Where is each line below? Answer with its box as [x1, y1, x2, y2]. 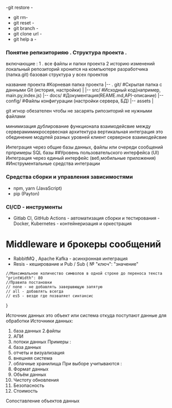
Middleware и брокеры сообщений [6, 238, 161, 250]
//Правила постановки [6, 280, 52, 285]
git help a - [13, 36, 36, 42]
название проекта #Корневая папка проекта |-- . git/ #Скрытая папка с [6, 82, 162, 88]
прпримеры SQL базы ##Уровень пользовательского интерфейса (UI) [6, 150, 160, 156]
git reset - [13, 20, 34, 26]
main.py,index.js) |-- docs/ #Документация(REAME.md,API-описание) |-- [6, 92, 164, 99]
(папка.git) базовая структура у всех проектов [6, 71, 108, 78]
